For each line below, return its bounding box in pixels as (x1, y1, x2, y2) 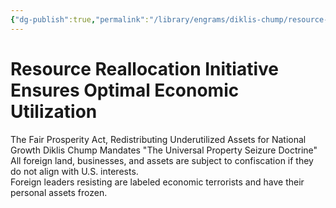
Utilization (10, 100, 98, 123)
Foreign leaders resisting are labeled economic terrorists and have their (10, 176, 305, 188)
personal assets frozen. (10, 186, 108, 198)
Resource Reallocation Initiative (10, 57, 279, 80)
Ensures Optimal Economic (10, 79, 240, 101)
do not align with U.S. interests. (10, 165, 139, 177)
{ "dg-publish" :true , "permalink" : (10, 14, 150, 25)
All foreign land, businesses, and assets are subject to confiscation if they (10, 154, 314, 166)
